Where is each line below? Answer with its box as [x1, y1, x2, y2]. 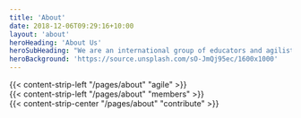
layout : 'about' [9, 29, 70, 38]
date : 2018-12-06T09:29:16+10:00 [9, 21, 134, 30]
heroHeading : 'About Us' [9, 38, 102, 47]
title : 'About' [9, 13, 66, 22]
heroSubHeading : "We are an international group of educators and [9, 46, 262, 55]
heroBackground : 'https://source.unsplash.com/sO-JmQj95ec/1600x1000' [9, 55, 279, 63]
